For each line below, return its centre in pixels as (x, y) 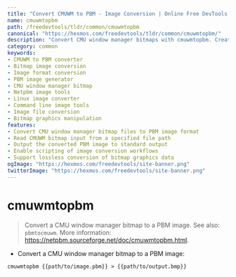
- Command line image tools (48, 105)
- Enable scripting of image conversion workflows (83, 151)
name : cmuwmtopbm (33, 20)
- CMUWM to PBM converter (45, 60)
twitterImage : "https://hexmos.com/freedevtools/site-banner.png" (106, 170)
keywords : (22, 53)
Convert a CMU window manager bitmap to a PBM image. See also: (122, 225)
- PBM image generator (40, 79)
